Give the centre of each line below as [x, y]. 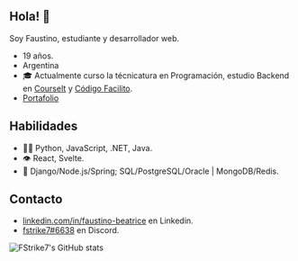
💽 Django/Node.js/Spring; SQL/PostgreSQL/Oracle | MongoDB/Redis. [150, 171]
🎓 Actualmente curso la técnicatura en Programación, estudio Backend [156, 75]
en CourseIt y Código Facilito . [77, 88]
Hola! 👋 [30, 17]
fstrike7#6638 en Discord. [71, 230]
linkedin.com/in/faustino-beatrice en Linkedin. [108, 220]
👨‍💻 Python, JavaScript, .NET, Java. [87, 148]
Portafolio [41, 98]
